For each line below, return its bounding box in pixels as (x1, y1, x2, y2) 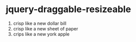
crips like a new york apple (13, 31, 70, 37)
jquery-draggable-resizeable (6, 4, 131, 15)
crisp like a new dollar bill (13, 20, 67, 26)
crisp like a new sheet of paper (13, 25, 78, 31)
